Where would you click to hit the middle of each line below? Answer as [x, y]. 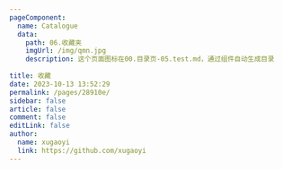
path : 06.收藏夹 [54, 42]
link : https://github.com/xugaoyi [82, 150]
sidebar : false [38, 101]
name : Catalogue [48, 26]
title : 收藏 [30, 76]
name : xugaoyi [44, 142]
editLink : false [40, 126]
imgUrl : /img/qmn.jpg [66, 51]
